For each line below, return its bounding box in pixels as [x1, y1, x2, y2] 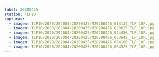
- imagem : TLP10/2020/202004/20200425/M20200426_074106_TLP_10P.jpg [9, 40, 155, 45]
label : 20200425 [4, 7, 38, 12]
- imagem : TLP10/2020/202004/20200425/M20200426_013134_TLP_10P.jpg [9, 21, 155, 26]
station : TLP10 [4, 12, 36, 17]
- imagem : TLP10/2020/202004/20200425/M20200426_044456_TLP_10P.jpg [9, 30, 155, 35]
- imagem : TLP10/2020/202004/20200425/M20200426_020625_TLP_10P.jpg [9, 26, 155, 31]
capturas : [4, 16, 25, 21]
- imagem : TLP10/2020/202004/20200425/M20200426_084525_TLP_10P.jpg [9, 44, 155, 49]
